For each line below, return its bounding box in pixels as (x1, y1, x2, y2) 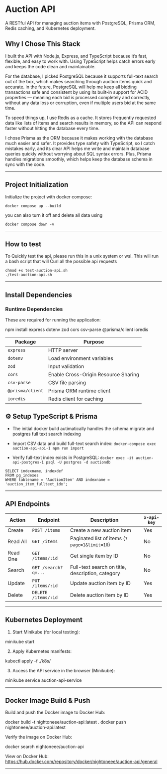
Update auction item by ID (70, 580, 131, 587)
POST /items (32, 527, 61, 533)
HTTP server (48, 347, 78, 354)
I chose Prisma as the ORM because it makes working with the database (5, 135, 153, 141)
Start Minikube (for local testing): (12, 629, 81, 635)
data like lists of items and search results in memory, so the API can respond (5, 120, 162, 126)
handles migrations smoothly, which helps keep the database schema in (5, 156, 153, 162)
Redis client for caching (48, 395, 103, 402)
